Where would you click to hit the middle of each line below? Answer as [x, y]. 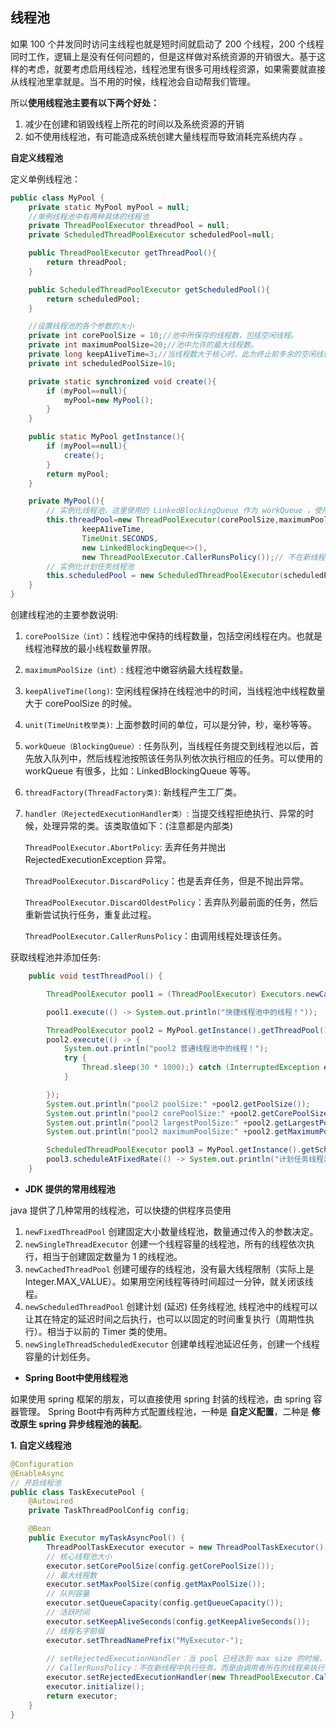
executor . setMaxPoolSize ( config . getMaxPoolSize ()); [156, 1584]
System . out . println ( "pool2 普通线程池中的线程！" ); [166, 1049]
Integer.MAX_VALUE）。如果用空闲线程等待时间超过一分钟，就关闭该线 [169, 1281]
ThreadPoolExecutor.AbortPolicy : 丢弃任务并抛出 [125, 847]
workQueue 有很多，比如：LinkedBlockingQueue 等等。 [140, 771]
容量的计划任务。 [60, 1356]
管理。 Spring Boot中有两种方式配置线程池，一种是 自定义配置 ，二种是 [164, 1411]
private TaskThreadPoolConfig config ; [109, 1511]
